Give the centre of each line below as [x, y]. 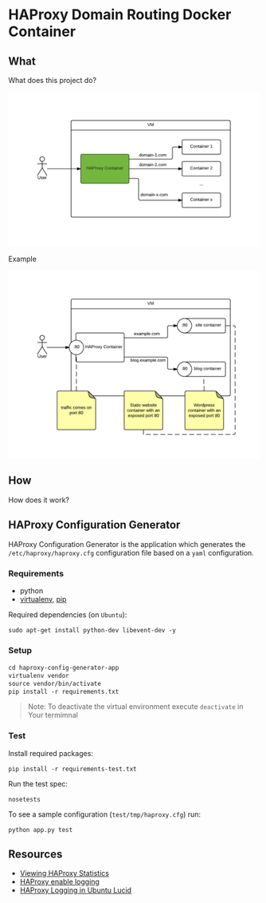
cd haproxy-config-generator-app [64, 668]
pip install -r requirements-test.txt [72, 769]
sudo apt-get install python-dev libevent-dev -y [92, 631]
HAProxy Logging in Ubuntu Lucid [76, 890]
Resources [35, 854]
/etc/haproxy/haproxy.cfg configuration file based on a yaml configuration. [131, 552]
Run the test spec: [38, 783]
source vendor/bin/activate [55, 684]
